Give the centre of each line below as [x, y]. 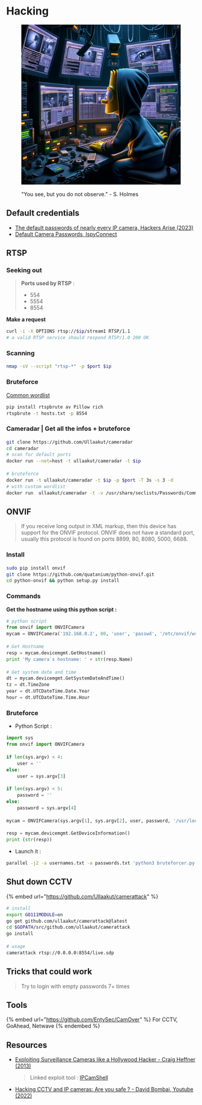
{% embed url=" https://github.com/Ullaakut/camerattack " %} [82, 896]
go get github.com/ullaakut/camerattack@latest [67, 921]
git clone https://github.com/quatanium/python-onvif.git [80, 575]
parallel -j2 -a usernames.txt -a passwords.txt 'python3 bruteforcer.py [101, 863]
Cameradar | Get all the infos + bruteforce [68, 428]
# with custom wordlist [36, 486]
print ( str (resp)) [29, 840]
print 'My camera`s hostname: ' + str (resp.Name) [70, 659]
